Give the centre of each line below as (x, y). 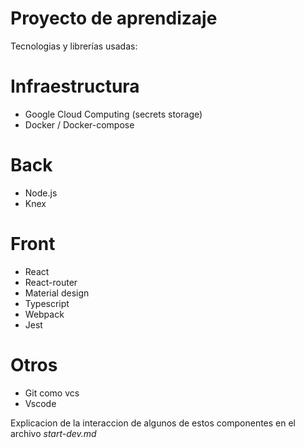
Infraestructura (75, 86)
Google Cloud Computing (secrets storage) (113, 114)
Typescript (47, 303)
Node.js (41, 193)
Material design (57, 293)
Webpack (44, 314)
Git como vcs (52, 393)
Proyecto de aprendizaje (114, 18)
